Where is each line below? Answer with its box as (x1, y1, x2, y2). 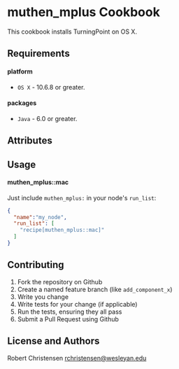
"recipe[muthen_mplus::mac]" (20, 227, 105, 234)
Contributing (7, 259, 64, 271)
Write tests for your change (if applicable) (17, 300, 138, 308)
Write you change (17, 292, 69, 301)
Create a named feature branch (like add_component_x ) (17, 285, 173, 293)
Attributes (7, 134, 52, 147)
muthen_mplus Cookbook (7, 4, 161, 20)
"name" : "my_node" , (13, 214, 68, 221)
